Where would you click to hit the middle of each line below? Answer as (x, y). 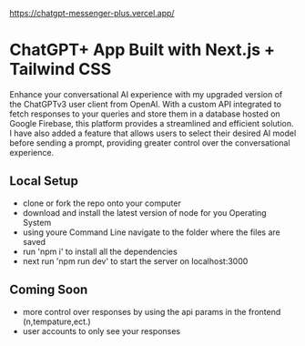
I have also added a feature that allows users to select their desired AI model (153, 133)
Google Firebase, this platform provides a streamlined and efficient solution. (152, 123)
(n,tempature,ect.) (56, 321)
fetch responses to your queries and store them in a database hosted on (145, 114)
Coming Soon (49, 290)
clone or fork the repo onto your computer (102, 203)
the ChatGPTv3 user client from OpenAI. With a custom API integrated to (146, 104)
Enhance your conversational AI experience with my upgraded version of (146, 94)
